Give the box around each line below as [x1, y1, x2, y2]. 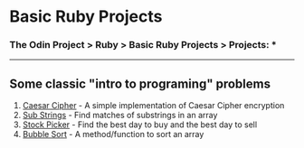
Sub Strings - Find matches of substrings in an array [22, 110, 218, 121]
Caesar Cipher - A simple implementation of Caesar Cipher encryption [22, 100, 285, 111]
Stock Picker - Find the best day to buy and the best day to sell [22, 119, 258, 130]
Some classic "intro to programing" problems [9, 76, 271, 91]
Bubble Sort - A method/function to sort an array [22, 129, 204, 140]
